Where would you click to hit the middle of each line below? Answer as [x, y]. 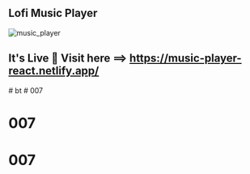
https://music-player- [185, 59]
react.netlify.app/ [54, 71]
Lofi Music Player [53, 13]
